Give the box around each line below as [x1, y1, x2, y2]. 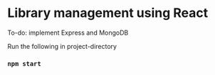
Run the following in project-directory [7, 42, 117, 50]
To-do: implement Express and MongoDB [7, 28, 129, 37]
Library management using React [7, 5, 209, 21]
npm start [7, 59, 41, 68]
